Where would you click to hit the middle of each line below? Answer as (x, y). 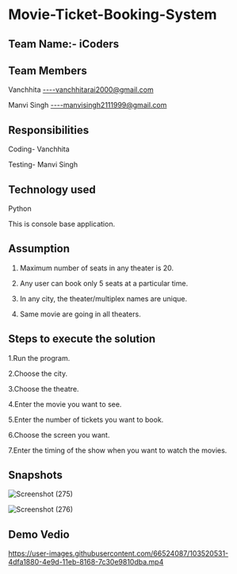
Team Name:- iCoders (64, 44)
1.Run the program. (39, 358)
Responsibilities (49, 130)
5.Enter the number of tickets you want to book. (86, 419)
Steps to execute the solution (82, 339)
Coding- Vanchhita (39, 149)
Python (20, 209)
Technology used (52, 189)
